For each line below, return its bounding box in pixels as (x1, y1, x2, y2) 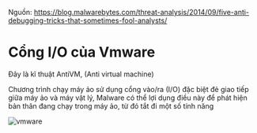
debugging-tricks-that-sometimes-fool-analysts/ (8, 16, 168, 25)
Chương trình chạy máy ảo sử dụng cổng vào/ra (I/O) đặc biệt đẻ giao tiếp (8, 84, 249, 94)
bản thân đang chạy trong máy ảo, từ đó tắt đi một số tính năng (8, 101, 214, 110)
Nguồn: (8, 8, 33, 17)
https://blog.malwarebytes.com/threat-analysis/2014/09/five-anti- (34, 8, 250, 17)
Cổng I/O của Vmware (8, 43, 156, 61)
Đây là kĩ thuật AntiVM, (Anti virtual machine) (8, 69, 154, 79)
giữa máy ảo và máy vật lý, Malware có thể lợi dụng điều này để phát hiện (8, 93, 248, 102)
